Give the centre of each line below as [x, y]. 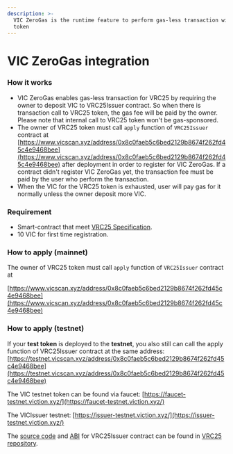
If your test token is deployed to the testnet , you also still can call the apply [115, 343]
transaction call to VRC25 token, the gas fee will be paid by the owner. [118, 113]
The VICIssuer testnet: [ [41, 415]
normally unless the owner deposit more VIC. [82, 194]
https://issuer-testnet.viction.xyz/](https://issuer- [145, 415]
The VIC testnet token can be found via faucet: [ [76, 394]
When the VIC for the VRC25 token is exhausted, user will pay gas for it [119, 186]
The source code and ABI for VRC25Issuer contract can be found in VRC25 [114, 436]
